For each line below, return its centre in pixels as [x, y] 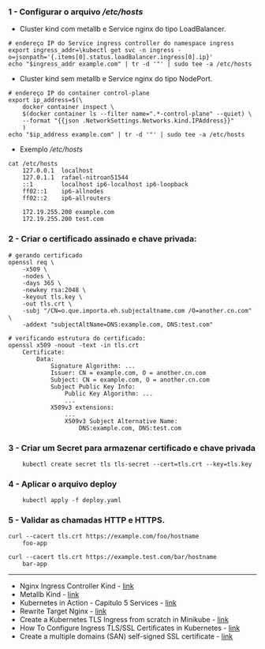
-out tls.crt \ [47, 304]
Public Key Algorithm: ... [109, 393]
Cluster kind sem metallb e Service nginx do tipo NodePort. [116, 79]
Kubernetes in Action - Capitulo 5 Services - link [98, 603]
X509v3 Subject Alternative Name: [121, 421]
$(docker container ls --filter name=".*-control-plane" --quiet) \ [137, 114]
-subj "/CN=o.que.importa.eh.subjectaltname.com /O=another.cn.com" [137, 310]
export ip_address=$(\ [45, 100]
